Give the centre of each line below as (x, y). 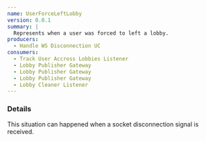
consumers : (23, 53)
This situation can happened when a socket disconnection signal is (103, 124)
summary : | (23, 26)
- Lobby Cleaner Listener (51, 85)
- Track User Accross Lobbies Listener (71, 59)
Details (19, 109)
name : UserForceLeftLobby (44, 14)
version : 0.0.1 (29, 20)
